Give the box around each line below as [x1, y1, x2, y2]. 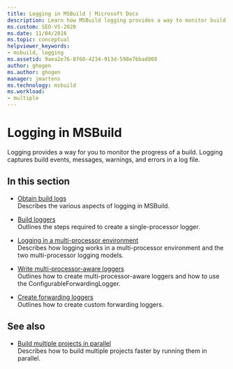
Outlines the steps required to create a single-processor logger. [17, 222, 200, 231]
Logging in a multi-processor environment [17, 236, 139, 245]
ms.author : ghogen [7, 68, 61, 75]
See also [7, 321, 45, 333]
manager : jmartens [7, 75, 61, 82]
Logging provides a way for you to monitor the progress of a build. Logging [7, 147, 223, 156]
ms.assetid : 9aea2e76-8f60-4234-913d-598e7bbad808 [7, 56, 158, 63]
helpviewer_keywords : [7, 43, 70, 50]
